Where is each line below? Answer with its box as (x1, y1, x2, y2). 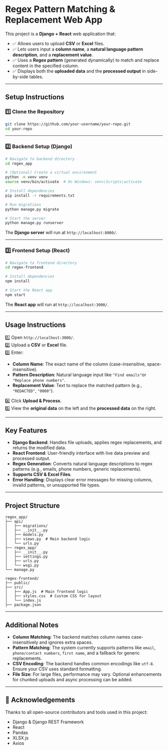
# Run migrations (5, 202, 41, 207)
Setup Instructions (5, 93, 64, 101)
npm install (5, 279, 30, 284)
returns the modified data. (12, 445, 66, 451)
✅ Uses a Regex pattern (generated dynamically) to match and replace (12, 57, 159, 63)
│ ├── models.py (5, 532, 43, 537)
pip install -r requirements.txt (5, 193, 75, 198)
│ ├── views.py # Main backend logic (5, 536, 91, 542)
